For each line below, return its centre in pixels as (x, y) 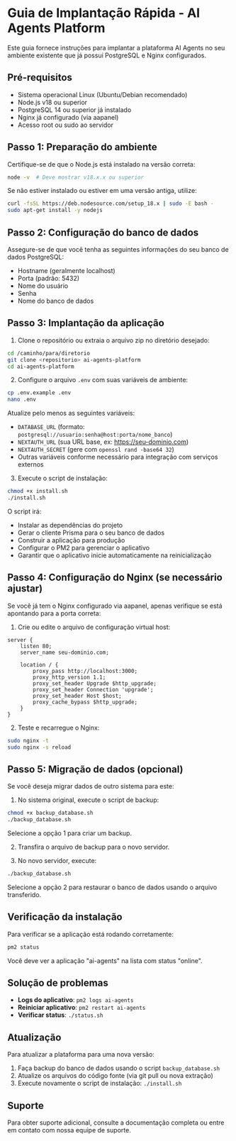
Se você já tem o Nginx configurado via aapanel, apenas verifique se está (115, 606)
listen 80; (36, 646)
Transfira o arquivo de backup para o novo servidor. (94, 847)
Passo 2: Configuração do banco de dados (103, 232)
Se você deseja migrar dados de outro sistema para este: (91, 786)
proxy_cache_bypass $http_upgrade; (85, 702)
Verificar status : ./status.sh (60, 1015)
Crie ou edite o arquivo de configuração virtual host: (94, 627)
